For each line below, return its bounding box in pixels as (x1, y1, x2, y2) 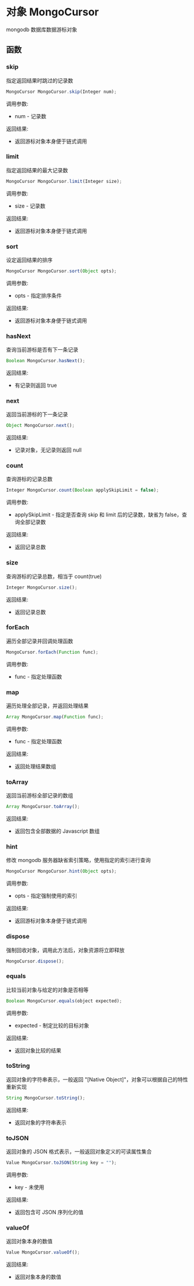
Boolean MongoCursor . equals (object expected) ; (6, 998, 122, 1004)
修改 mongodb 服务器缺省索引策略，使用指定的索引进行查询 (6, 857, 151, 864)
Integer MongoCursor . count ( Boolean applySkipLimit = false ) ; (6, 487, 159, 493)
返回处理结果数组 (14, 763, 56, 770)
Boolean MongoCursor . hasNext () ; (6, 358, 85, 364)
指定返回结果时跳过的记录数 (6, 77, 73, 84)
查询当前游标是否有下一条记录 (6, 346, 78, 353)
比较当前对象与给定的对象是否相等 (6, 986, 89, 993)
